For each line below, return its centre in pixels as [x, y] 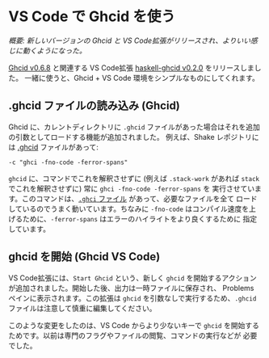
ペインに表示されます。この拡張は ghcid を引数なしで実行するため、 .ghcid [132, 298]
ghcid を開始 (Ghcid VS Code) [84, 257]
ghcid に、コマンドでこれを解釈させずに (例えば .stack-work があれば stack [134, 178]
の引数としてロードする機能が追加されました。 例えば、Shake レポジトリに [134, 137]
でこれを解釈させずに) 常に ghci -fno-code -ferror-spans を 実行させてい [132, 188]
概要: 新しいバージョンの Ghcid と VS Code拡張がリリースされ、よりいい [130, 40]
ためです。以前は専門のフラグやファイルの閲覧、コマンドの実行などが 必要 [133, 335]
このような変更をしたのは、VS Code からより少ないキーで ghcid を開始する [134, 325]
